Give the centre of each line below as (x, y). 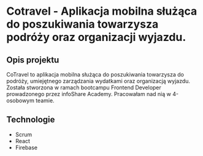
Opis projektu (33, 60)
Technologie (31, 120)
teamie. (45, 100)
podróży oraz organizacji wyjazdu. (96, 37)
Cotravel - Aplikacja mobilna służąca (102, 11)
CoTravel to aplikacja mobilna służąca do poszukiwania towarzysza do (95, 74)
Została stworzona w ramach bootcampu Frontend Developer (84, 87)
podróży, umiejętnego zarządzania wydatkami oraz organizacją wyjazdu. (98, 81)
